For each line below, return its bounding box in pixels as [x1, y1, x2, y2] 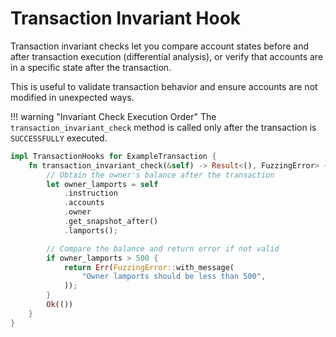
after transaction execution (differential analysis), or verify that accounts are [10, 50, 324, 62]
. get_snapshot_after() [63, 217, 159, 227]
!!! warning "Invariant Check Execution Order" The [10, 110, 217, 122]
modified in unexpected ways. [10, 91, 135, 103]
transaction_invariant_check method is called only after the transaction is [10, 121, 317, 133]
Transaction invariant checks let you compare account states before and [10, 40, 310, 52]
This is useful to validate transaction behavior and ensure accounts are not [10, 80, 318, 92]
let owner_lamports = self [46, 179, 159, 189]
